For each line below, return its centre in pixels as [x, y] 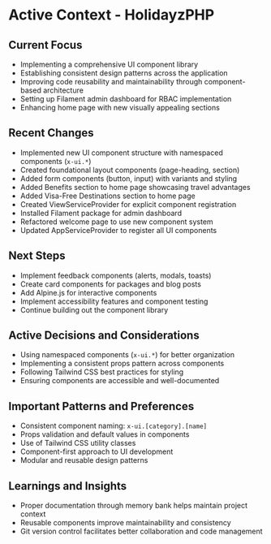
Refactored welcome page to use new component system [116, 222]
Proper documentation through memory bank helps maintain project [134, 506]
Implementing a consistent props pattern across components [122, 364]
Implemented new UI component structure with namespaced [121, 153]
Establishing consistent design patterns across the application [124, 73]
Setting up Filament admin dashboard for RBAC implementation [126, 99]
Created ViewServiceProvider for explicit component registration [128, 204]
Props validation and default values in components [105, 434]
